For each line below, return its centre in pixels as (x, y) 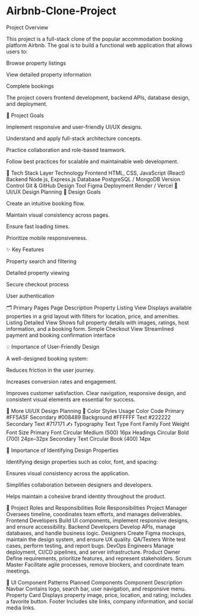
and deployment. (27, 104)
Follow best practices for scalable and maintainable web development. (92, 161)
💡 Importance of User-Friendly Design (53, 346)
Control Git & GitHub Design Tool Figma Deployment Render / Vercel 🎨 (92, 185)
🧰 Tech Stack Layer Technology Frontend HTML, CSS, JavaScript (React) (96, 173)
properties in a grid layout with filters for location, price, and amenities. (93, 316)
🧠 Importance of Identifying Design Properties (62, 450)
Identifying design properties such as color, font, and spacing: (82, 462)
